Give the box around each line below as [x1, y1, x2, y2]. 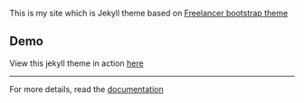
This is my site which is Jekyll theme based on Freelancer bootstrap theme [9, 8, 289, 18]
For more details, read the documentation [9, 83, 165, 94]
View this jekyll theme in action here [9, 58, 144, 69]
